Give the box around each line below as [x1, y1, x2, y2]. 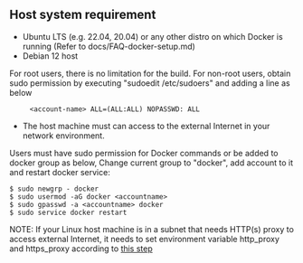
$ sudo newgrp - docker [9, 184, 99, 193]
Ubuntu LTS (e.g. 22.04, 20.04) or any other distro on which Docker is [22, 31, 283, 42]
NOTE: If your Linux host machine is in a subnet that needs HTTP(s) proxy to [9, 223, 294, 234]
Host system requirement [9, 7, 156, 23]
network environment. [22, 130, 106, 141]
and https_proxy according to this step [9, 243, 154, 254]
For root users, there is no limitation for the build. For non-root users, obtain [9, 68, 291, 79]
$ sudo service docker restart [9, 208, 128, 217]
